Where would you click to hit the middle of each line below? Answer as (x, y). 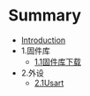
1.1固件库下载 (57, 61)
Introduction (43, 40)
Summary (45, 16)
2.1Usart (49, 83)
